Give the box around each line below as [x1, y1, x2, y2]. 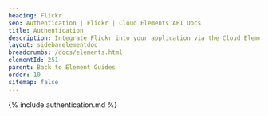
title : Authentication [8, 26, 84, 34]
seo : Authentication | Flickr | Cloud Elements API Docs [8, 19, 202, 27]
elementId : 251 [8, 56, 59, 64]
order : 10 [8, 71, 41, 79]
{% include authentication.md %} [8, 100, 118, 110]
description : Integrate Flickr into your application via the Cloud [8, 33, 241, 42]
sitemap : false [8, 78, 59, 86]
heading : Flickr [8, 11, 62, 20]
